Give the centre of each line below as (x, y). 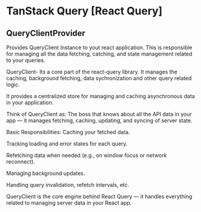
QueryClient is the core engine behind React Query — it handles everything (99, 196)
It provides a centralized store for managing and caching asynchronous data (100, 96)
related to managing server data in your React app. (69, 203)
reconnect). (21, 162)
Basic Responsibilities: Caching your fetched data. (68, 132)
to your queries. (26, 60)
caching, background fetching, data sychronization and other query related (99, 78)
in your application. (30, 102)
